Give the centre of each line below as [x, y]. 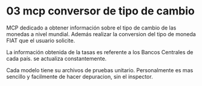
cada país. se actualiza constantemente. [57, 58]
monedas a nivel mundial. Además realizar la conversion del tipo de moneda [101, 34]
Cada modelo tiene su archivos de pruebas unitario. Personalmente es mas [100, 70]
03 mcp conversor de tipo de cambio [100, 11]
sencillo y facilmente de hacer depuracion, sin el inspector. [80, 76]
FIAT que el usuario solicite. [41, 40]
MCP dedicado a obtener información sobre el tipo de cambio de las [91, 28]
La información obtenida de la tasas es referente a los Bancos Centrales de [100, 52]
